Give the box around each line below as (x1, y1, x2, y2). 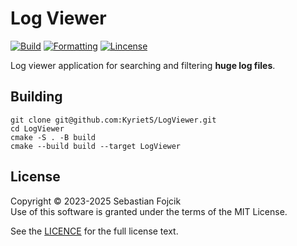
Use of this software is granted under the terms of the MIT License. (10, 205, 288, 217)
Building (10, 88, 63, 106)
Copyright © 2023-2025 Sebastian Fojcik (10, 195, 182, 207)
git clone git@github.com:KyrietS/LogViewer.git (10, 115, 217, 125)
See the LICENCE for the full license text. (10, 225, 179, 237)
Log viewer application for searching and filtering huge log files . (10, 59, 276, 71)
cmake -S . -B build (10, 132, 97, 142)
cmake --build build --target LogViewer (10, 141, 182, 151)
